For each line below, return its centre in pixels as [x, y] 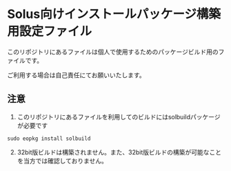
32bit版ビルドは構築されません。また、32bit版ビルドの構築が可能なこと [119, 152]
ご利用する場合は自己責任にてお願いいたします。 [77, 75]
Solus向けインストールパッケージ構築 [114, 14]
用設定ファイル [50, 31]
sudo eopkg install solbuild [49, 139]
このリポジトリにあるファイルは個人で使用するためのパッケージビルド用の [113, 52]
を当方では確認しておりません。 [62, 161]
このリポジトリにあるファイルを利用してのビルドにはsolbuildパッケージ [119, 117]
